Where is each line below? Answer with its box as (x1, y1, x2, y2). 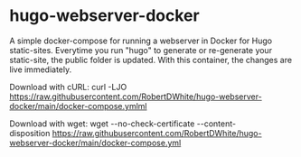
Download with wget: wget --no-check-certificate (9, 118, 195, 129)
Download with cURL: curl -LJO (9, 81, 127, 92)
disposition (9, 127, 51, 138)
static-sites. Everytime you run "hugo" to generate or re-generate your (9, 44, 273, 55)
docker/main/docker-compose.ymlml (9, 100, 147, 111)
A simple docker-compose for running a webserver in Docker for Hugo (9, 35, 273, 46)
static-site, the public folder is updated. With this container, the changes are (9, 54, 292, 65)
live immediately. (9, 64, 72, 75)
